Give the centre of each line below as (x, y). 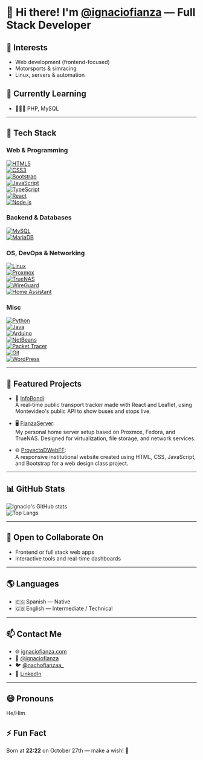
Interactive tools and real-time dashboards (68, 558)
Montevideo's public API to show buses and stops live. (83, 411)
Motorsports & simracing (46, 68)
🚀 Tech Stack (31, 133)
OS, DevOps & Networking (46, 253)
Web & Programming (37, 151)
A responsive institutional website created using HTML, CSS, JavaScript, (105, 457)
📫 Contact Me (34, 634)
